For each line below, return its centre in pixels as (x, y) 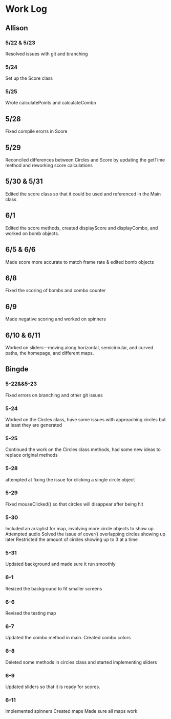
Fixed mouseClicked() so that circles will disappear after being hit (74, 504)
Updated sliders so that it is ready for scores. (53, 687)
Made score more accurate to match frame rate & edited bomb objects (80, 262)
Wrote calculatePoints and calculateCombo (51, 103)
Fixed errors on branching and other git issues (54, 395)
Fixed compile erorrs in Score (36, 131)
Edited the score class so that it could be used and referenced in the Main (83, 194)
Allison (17, 28)
